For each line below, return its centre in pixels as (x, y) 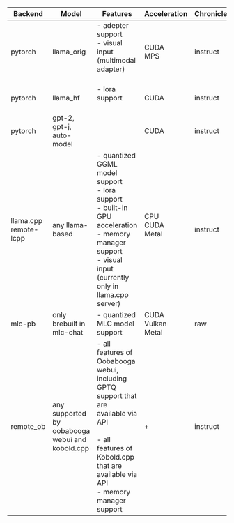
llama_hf (66, 98)
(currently (113, 277)
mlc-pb (23, 324)
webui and (69, 440)
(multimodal (116, 60)
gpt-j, (62, 127)
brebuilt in (69, 324)
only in (108, 286)
